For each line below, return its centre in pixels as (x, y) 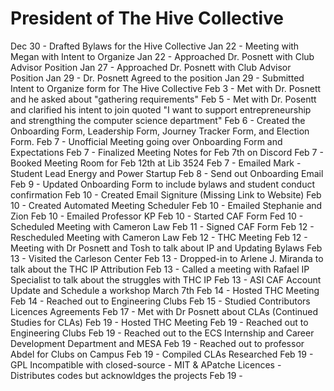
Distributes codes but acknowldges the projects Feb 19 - (126, 375)
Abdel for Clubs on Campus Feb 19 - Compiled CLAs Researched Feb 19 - (162, 354)
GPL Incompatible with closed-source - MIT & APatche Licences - (146, 364)
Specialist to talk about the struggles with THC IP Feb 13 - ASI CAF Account (166, 279)
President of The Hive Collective (147, 18)
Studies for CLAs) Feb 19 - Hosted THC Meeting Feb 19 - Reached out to (159, 322)
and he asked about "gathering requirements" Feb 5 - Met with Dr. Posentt (163, 99)
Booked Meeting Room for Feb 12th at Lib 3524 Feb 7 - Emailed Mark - (156, 163)
